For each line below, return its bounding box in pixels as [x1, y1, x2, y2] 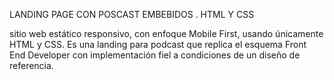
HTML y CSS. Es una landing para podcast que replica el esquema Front [9, 39, 307, 50]
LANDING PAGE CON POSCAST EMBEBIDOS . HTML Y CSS [9, 9, 255, 20]
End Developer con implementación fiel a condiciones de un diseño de [9, 49, 301, 61]
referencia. [9, 60, 54, 71]
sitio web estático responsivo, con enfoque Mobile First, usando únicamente [9, 28, 324, 39]
